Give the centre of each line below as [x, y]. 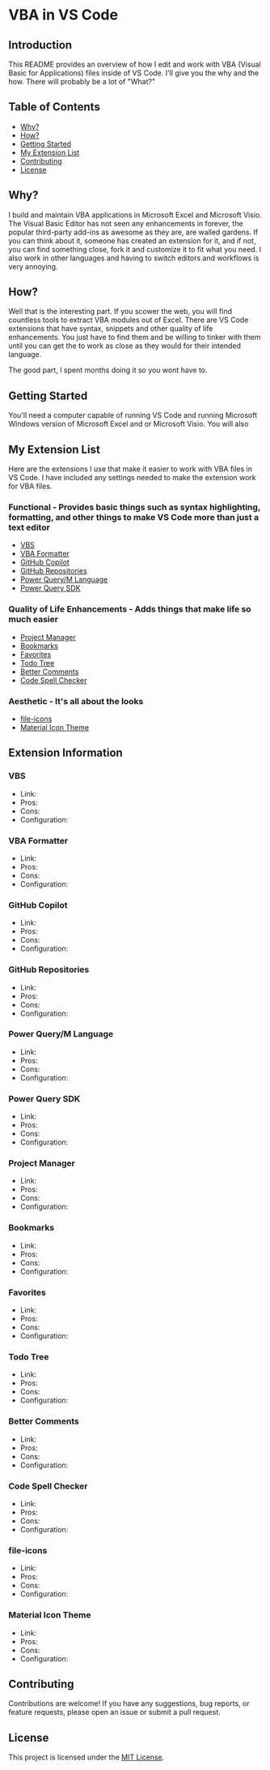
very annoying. [33, 266]
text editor [29, 527]
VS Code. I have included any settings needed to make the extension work [132, 478]
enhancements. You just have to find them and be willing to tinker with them [135, 337]
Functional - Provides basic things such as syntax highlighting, [135, 507]
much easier [34, 620]
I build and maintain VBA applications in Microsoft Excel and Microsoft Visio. [135, 215]
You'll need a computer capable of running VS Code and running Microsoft [133, 415]
